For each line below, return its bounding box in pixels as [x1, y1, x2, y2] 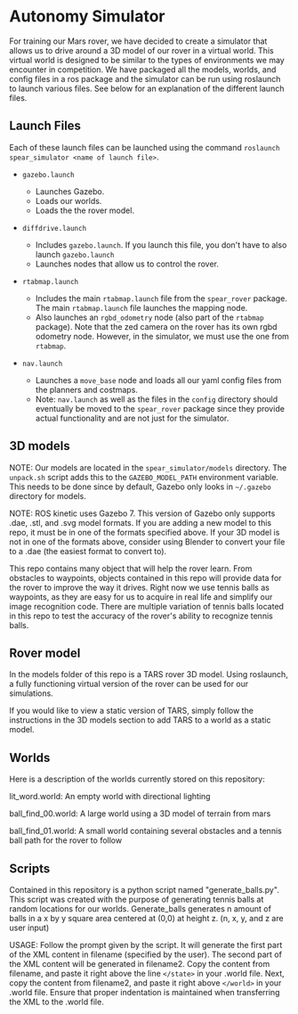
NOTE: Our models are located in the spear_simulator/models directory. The [9, 462, 287, 473]
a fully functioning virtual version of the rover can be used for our [9, 679, 249, 690]
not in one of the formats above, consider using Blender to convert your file [9, 536, 286, 547]
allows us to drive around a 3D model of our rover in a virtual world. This [9, 45, 274, 55]
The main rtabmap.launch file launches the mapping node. [35, 302, 248, 313]
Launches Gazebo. [35, 185, 105, 197]
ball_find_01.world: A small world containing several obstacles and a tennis [9, 826, 282, 837]
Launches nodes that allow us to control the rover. [35, 258, 220, 269]
